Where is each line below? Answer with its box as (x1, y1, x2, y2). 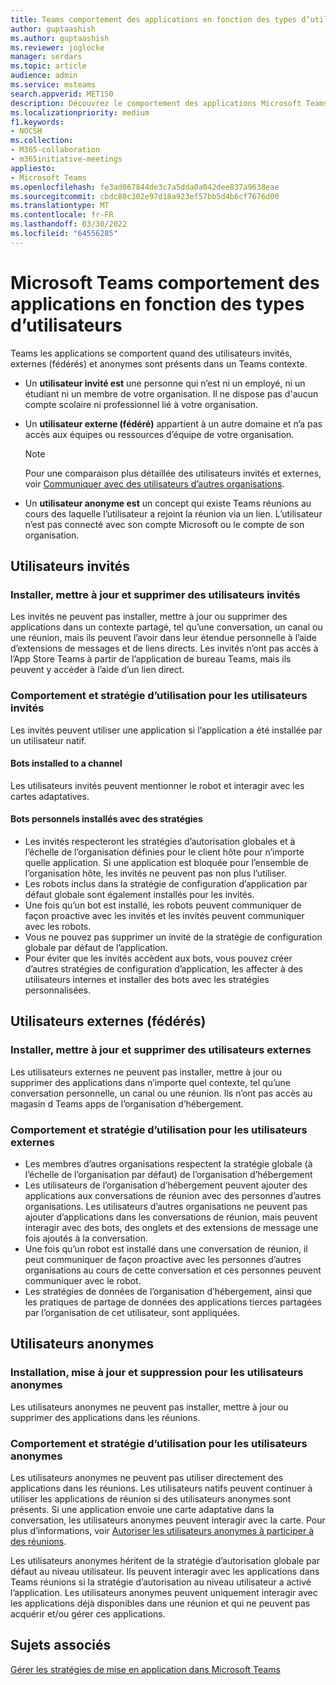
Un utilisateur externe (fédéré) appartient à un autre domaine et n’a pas (24, 417, 323, 430)
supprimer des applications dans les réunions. (10, 1411, 201, 1423)
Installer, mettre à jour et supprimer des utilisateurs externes (10, 1043, 312, 1057)
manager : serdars (10, 52, 83, 62)
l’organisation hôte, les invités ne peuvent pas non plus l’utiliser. (24, 867, 287, 880)
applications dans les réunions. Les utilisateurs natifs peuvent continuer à (10, 1482, 313, 1495)
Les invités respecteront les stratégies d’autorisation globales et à (24, 836, 296, 848)
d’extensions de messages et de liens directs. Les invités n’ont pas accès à (10, 642, 319, 655)
